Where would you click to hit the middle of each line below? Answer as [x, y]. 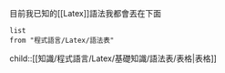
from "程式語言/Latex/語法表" [62, 40]
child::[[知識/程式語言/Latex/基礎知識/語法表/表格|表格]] [113, 58]
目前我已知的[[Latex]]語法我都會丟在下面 [86, 13]
